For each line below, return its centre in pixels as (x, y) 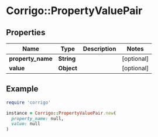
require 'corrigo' (28, 102)
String (67, 59)
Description (99, 49)
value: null (26, 124)
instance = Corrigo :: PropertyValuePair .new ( (61, 113)
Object (68, 68)
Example (22, 89)
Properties (26, 32)
